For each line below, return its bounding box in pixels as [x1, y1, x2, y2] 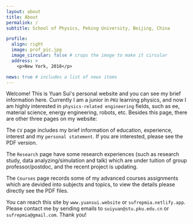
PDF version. [6, 139, 37, 147]
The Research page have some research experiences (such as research [6, 151, 179, 158]
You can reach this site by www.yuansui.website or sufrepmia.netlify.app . [6, 199, 186, 206]
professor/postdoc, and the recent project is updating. [6, 163, 138, 170]
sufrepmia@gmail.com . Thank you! [6, 211, 87, 219]
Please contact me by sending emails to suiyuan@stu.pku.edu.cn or [6, 205, 169, 212]
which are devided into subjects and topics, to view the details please [6, 181, 175, 188]
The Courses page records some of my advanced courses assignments [6, 175, 179, 182]
